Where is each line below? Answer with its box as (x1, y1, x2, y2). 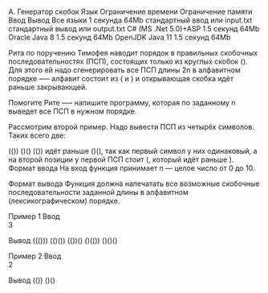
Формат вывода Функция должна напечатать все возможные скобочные (8, 179, 260, 188)
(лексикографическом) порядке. (8, 196, 120, 205)
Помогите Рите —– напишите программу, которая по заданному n (8, 98, 236, 107)
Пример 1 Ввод (8, 212, 60, 221)
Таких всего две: (8, 130, 67, 140)
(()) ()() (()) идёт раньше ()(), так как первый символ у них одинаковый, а (8, 146, 258, 155)
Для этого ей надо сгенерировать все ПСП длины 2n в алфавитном (8, 65, 241, 75)
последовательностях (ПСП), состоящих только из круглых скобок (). (8, 56, 248, 66)
